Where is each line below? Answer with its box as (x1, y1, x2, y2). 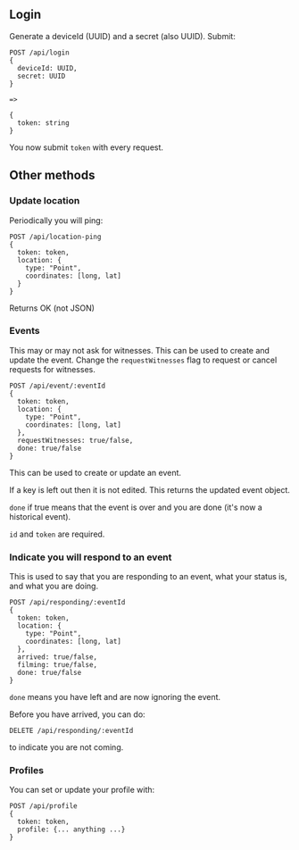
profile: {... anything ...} (17, 825, 126, 834)
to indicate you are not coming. (9, 742, 124, 753)
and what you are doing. (9, 580, 99, 592)
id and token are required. (9, 529, 105, 539)
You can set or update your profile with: (9, 785, 155, 796)
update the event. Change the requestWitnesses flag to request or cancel (9, 354, 278, 365)
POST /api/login (9, 48, 70, 57)
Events (9, 325, 40, 337)
